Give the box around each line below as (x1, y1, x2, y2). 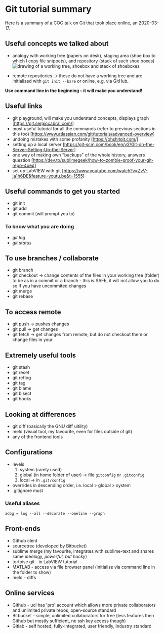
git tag (12, 380, 26, 386)
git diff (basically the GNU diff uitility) (12, 423, 88, 429)
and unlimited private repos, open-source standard (12, 607, 116, 613)
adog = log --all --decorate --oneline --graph (5, 511, 105, 516)
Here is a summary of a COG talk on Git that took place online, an (5, 20, 138, 26)
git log (12, 234, 26, 241)
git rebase (12, 293, 33, 299)
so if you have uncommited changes (12, 283, 86, 289)
